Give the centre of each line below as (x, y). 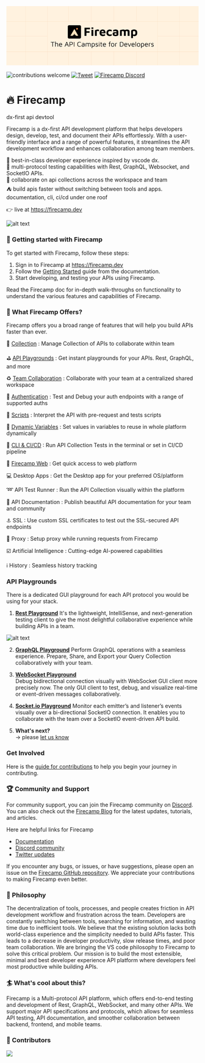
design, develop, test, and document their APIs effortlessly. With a (89, 136)
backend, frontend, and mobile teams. (54, 1025)
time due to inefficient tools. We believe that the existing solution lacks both (101, 928)
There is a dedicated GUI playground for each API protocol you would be (98, 595)
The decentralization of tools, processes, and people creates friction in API (100, 908)
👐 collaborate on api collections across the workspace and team (87, 180)
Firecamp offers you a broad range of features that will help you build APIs (100, 325)
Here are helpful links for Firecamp (50, 829)
